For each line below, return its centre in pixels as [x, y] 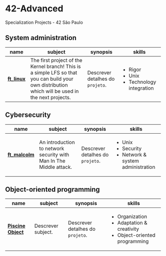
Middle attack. [56, 167]
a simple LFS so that [54, 72]
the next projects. [51, 97]
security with [54, 154]
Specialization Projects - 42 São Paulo [44, 22]
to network [52, 148]
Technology [143, 82]
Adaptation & [132, 223]
